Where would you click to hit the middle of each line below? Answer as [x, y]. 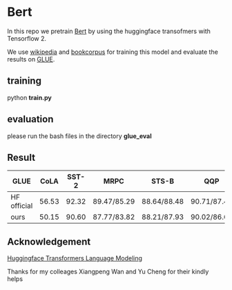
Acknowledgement [49, 241]
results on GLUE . [31, 59]
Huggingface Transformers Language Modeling [75, 258]
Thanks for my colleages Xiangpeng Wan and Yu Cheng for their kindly [108, 272]
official [22, 206]
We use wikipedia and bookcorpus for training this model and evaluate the [113, 52]
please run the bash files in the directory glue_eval [79, 136]
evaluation [30, 119]
